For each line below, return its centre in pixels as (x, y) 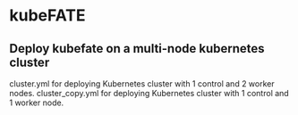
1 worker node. (37, 103)
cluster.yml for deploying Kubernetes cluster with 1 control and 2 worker (142, 84)
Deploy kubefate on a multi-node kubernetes (137, 49)
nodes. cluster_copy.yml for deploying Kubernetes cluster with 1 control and (149, 93)
